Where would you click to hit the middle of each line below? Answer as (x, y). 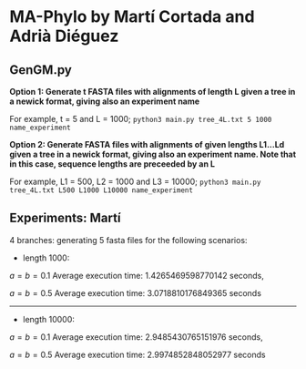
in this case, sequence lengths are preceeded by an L (112, 164)
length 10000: (49, 319)
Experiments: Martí (65, 218)
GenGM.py (41, 70)
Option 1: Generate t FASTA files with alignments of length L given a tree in (153, 92)
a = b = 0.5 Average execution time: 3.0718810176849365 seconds (136, 292)
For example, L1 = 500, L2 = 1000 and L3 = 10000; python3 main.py (135, 181)
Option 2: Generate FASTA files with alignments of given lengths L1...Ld (147, 144)
